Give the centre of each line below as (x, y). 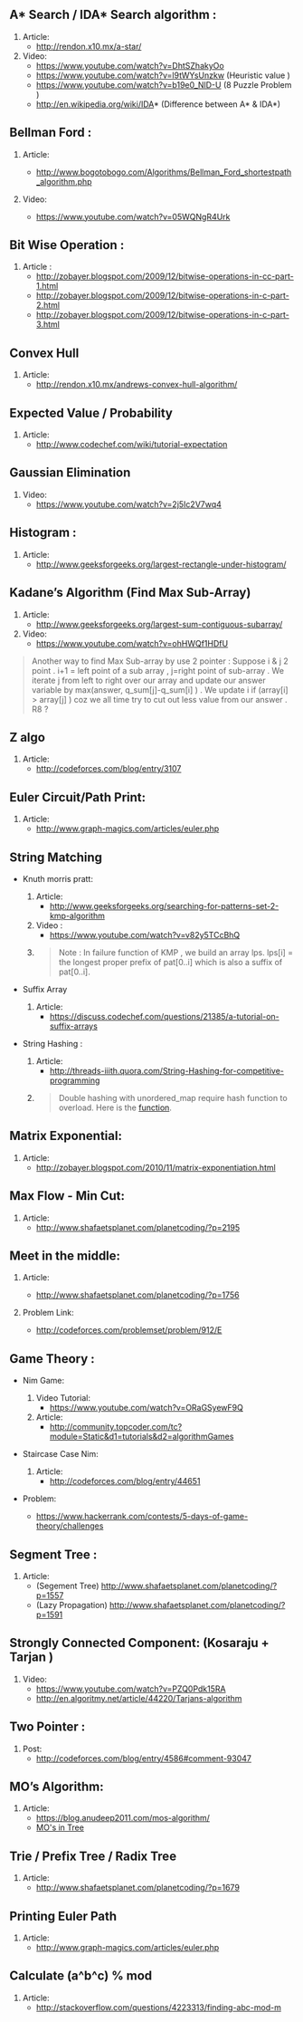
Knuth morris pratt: (57, 878)
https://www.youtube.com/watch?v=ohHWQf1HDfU (132, 643)
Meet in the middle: (65, 1255)
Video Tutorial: (63, 1398)
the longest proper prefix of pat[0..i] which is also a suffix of (170, 962)
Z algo (27, 737)
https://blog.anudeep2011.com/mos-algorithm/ (123, 1818)
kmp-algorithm (77, 915)
